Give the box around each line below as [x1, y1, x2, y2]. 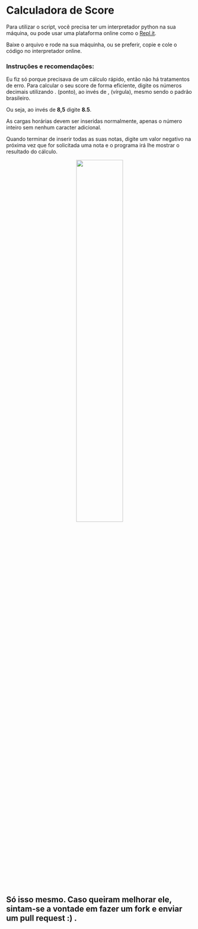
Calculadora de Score [6, 4, 114, 17]
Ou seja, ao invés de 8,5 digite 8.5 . [6, 106, 92, 113]
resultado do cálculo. [6, 148, 58, 155]
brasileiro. [6, 94, 31, 102]
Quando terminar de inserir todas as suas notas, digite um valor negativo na [6, 135, 191, 143]
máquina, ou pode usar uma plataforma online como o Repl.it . [6, 29, 157, 36]
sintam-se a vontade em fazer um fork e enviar [6, 903, 183, 914]
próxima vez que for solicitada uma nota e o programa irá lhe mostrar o [6, 142, 180, 149]
